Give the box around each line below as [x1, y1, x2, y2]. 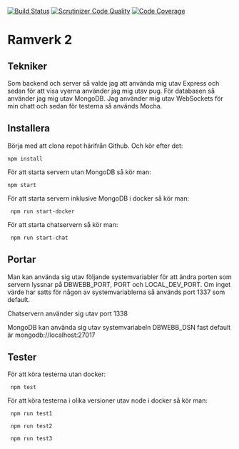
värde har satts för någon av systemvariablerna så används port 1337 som [7, 288, 225, 296]
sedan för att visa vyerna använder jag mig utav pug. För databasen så [7, 86, 215, 95]
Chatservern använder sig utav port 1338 [7, 309, 128, 318]
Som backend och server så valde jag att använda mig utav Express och [7, 79, 220, 87]
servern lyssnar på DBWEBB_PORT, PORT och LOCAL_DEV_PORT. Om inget [7, 280, 231, 288]
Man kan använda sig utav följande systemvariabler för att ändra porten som [7, 272, 232, 281]
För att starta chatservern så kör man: [7, 220, 118, 228]
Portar [7, 253, 36, 266]
